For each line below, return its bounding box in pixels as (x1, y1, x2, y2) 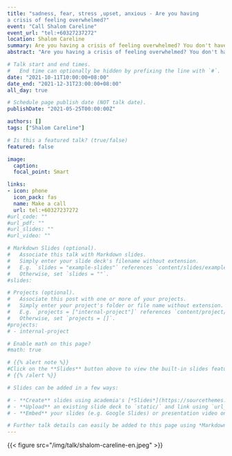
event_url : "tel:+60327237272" (7, 29, 97, 37)
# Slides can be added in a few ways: (7, 384, 119, 391)
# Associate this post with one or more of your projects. (7, 296, 187, 303)
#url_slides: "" (7, 226, 54, 233)
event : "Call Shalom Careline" (7, 23, 97, 30)
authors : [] (7, 118, 41, 125)
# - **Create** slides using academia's (7, 397, 126, 404)
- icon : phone (7, 188, 48, 195)
